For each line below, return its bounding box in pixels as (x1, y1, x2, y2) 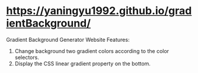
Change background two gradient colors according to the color (14, 47, 170, 54)
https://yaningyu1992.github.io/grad (6, 4, 192, 18)
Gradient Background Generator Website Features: (6, 36, 130, 43)
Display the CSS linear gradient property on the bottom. (14, 60, 151, 67)
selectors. (14, 54, 40, 61)
